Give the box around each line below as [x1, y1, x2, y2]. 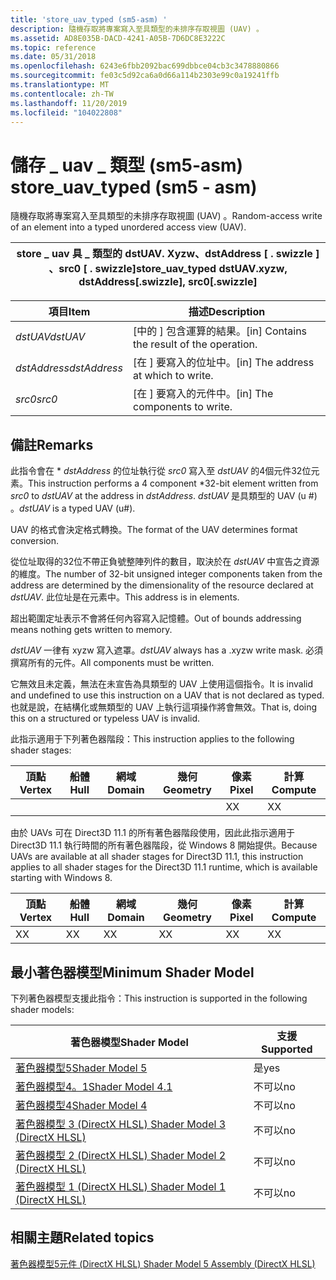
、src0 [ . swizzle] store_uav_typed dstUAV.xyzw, [48, 262, 288, 276]
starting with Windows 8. [10, 872, 113, 884]
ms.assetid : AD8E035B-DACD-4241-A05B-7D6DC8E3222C [10, 33, 226, 43]
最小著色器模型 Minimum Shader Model [10, 964, 255, 981]
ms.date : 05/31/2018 [10, 52, 97, 62]
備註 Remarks [10, 436, 94, 453]
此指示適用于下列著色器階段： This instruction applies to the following [10, 733, 295, 745]
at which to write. [133, 369, 214, 383]
